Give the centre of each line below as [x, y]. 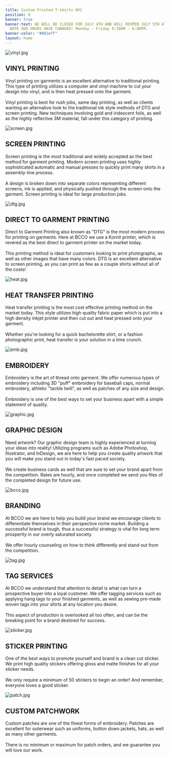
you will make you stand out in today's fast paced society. [66, 458]
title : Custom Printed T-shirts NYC [44, 10]
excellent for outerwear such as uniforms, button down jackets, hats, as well [84, 729]
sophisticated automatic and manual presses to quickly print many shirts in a [85, 167]
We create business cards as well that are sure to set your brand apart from [84, 469]
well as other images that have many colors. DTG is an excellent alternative [83, 259]
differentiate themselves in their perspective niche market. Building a [77, 523]
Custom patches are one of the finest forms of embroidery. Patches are [80, 723]
